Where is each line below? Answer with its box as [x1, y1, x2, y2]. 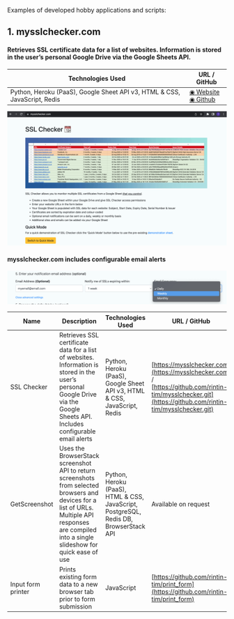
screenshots [58, 474, 95, 482]
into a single [58, 533, 94, 542]
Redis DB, [105, 514, 134, 523]
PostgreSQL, [105, 507, 141, 515]
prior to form [58, 595, 95, 603]
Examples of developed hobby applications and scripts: [7, 6, 166, 14]
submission [58, 602, 93, 611]
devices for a [58, 496, 97, 505]
